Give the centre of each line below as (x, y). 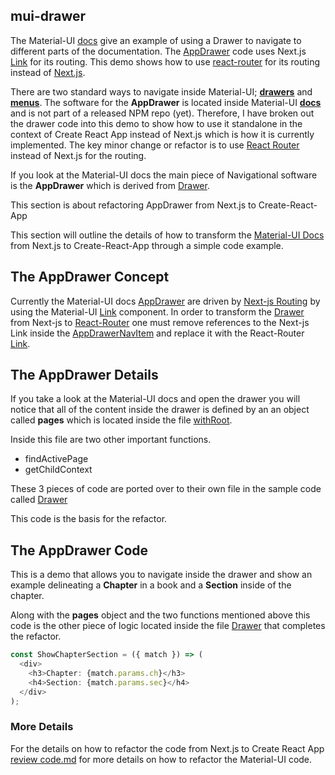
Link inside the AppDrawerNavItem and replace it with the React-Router (157, 333)
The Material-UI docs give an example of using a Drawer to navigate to (156, 40)
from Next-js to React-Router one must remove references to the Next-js (160, 322)
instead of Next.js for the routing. (78, 155)
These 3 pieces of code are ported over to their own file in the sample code (166, 489)
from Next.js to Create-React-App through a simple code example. (147, 245)
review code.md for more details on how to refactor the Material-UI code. (161, 759)
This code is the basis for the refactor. (89, 519)
